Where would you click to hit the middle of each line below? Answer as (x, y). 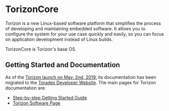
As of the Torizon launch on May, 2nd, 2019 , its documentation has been (81, 77)
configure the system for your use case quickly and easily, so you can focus (85, 34)
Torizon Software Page (36, 103)
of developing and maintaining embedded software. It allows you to (75, 28)
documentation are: (26, 88)
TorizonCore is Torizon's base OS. (41, 49)
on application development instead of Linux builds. (59, 39)
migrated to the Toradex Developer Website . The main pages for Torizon (80, 82)
